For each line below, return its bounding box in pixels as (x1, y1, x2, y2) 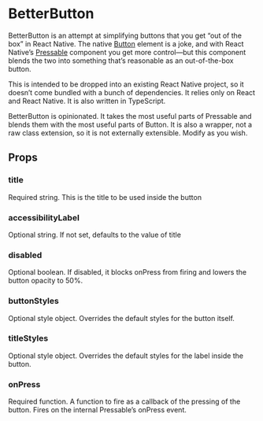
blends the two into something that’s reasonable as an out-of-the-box (8, 56, 234, 65)
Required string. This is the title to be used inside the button (8, 192, 202, 201)
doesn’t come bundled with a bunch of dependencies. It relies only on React (8, 87, 256, 97)
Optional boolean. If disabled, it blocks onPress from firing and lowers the (8, 268, 246, 277)
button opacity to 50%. (8, 276, 83, 286)
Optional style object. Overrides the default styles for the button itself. (8, 313, 235, 323)
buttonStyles (8, 296, 59, 307)
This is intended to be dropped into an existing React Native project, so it (8, 79, 244, 89)
